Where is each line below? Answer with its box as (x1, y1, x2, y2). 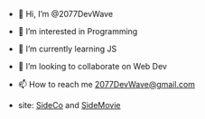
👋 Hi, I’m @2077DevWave (17, 9, 114, 19)
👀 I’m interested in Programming (17, 26, 138, 36)
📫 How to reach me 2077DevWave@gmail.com (17, 79, 196, 89)
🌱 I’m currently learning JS (17, 43, 117, 54)
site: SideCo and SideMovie (17, 100, 121, 110)
